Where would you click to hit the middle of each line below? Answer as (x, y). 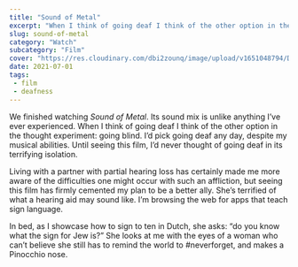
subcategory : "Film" (47, 50)
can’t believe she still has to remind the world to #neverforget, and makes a (147, 245)
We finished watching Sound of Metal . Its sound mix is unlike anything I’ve (145, 117)
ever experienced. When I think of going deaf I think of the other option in (143, 126)
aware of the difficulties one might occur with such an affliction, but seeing (146, 180)
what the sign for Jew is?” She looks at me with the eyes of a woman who (144, 235)
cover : (21, 58)
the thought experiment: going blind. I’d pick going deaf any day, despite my (148, 135)
